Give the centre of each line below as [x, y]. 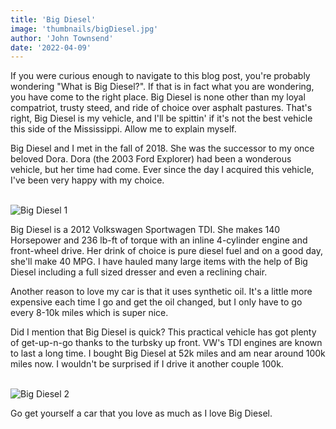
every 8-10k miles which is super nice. [89, 313]
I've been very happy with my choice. [87, 180]
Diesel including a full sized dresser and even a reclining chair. [139, 272]
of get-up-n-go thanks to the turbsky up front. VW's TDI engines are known [166, 343]
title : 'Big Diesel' [53, 19]
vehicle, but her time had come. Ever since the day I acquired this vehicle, [162, 170]
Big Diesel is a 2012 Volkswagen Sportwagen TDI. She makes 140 [145, 230]
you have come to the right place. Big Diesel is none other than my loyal [158, 97]
